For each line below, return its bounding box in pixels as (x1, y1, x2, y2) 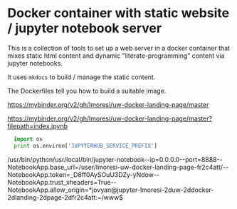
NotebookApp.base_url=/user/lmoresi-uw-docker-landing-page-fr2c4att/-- (7, 163, 229, 171)
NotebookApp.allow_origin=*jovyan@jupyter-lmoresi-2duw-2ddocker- (7, 185, 214, 194)
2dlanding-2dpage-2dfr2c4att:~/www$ (7, 193, 123, 201)
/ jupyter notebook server (7, 20, 162, 36)
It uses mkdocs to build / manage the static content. (7, 73, 156, 81)
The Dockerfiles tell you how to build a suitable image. (7, 86, 167, 95)
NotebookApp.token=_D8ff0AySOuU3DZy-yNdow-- (7, 170, 160, 179)
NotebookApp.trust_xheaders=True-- (7, 178, 117, 186)
